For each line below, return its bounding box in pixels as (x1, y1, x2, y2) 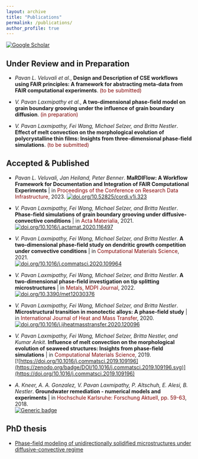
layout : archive (6, 8, 46, 15)
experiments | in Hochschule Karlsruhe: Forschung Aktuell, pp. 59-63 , (14, 394, 187, 401)
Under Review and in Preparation (6, 59, 130, 69)
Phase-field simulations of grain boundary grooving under (14, 211, 161, 218)
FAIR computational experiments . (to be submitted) (14, 87, 142, 94)
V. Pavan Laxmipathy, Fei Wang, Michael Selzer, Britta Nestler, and (14, 332, 178, 339)
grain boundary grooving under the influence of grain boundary (14, 105, 174, 112)
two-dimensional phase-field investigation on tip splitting (14, 278, 160, 285)
